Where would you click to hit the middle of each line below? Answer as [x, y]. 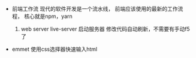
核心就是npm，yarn [48, 16]
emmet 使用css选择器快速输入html [55, 49]
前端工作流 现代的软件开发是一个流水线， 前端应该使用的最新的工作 [95, 9]
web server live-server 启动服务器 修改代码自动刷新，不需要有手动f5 [105, 29]
